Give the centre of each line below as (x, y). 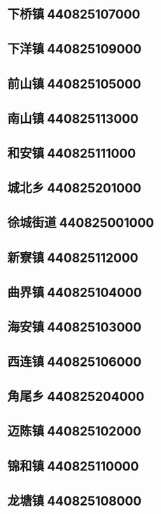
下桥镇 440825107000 (74, 14)
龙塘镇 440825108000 (75, 501)
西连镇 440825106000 (75, 362)
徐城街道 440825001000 (81, 223)
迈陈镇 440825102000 (74, 431)
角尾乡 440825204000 (76, 397)
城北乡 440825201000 (74, 189)
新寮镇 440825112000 (73, 258)
